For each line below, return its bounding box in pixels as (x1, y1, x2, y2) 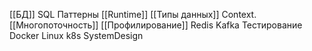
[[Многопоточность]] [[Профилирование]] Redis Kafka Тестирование (9, 19, 303, 31)
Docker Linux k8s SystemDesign (9, 30, 144, 41)
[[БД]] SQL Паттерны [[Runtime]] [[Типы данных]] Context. (9, 9, 257, 20)
